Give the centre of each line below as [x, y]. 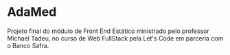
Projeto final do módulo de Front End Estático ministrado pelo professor [108, 31]
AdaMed [32, 12]
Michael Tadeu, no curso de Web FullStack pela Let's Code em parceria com [115, 38]
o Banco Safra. [28, 45]
